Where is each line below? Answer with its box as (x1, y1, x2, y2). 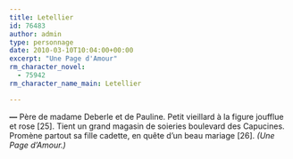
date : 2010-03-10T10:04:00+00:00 (9, 46, 134, 55)
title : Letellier (9, 12, 74, 22)
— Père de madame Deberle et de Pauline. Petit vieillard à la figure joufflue (9, 111, 284, 122)
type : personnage (9, 37, 74, 47)
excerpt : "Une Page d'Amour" (9, 54, 118, 63)
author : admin (9, 29, 63, 38)
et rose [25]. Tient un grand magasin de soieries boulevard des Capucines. (9, 121, 285, 131)
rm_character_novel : (9, 63, 87, 72)
